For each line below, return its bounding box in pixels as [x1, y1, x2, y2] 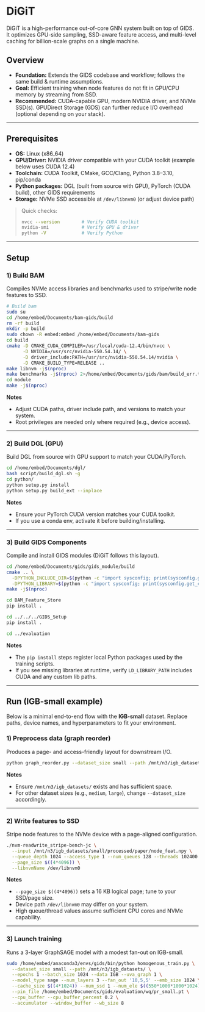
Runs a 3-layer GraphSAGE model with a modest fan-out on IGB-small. [6, 949, 184, 956]
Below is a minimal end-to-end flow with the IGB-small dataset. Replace [6, 712, 188, 720]
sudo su [6, 309, 26, 315]
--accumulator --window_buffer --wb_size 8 [12, 1000, 124, 1006]
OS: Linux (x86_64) [15, 149, 64, 157]
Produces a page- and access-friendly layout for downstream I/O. [6, 748, 172, 755]
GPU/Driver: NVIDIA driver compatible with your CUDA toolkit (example [15, 156, 195, 163]
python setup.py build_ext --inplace [6, 487, 103, 493]
